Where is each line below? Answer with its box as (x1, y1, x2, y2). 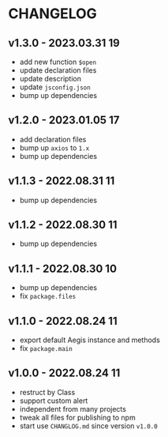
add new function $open (19, 57, 97, 66)
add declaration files (19, 134, 87, 144)
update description (19, 74, 81, 83)
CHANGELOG (8, 5, 97, 23)
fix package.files (19, 292, 77, 301)
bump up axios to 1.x (19, 143, 90, 153)
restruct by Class (19, 387, 76, 397)
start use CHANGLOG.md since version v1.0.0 (19, 420, 158, 431)
